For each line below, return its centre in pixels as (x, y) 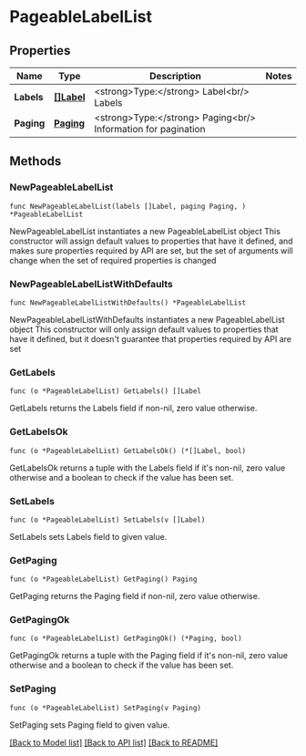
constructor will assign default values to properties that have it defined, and (151, 241)
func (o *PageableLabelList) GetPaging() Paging (103, 580)
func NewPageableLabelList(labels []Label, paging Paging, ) (128, 206)
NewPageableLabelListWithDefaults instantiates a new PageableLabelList (147, 319)
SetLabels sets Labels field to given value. (88, 536)
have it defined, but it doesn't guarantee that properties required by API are (150, 338)
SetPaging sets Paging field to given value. (90, 725)
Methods (36, 161)
